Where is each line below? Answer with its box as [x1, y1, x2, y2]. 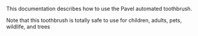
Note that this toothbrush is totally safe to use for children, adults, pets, [6, 17, 182, 23]
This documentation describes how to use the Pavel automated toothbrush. [6, 5, 193, 12]
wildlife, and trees [6, 23, 50, 30]
